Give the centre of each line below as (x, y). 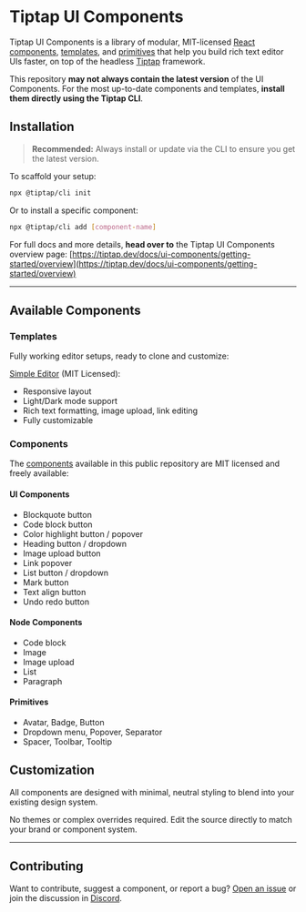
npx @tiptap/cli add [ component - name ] (83, 227)
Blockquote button (57, 514)
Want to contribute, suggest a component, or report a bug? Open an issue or (153, 888)
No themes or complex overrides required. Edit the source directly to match (151, 819)
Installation (42, 127)
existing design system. (54, 802)
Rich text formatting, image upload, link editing (110, 410)
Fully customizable (58, 421)
